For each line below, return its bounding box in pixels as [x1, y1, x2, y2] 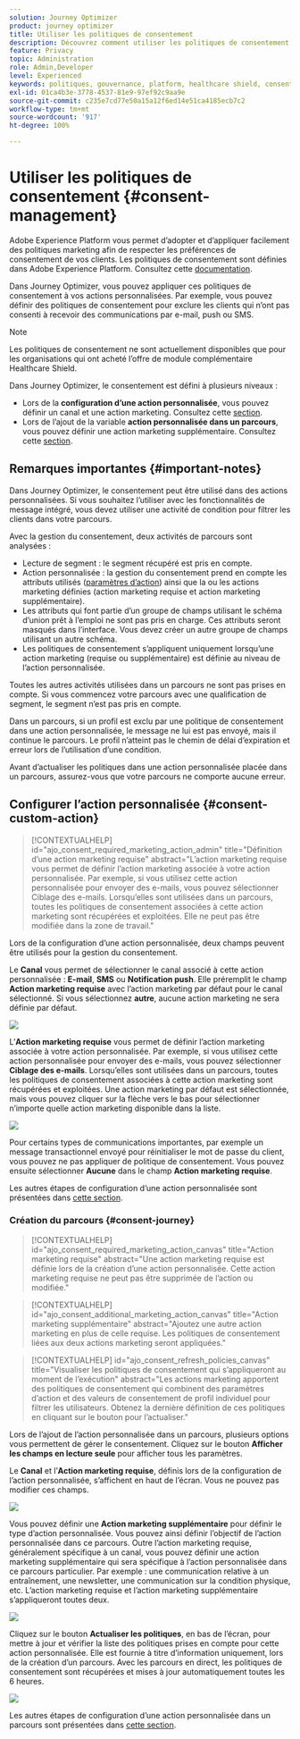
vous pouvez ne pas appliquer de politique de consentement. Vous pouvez [9, 1155, 285, 1166]
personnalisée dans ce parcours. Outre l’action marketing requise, [9, 1537, 252, 1548]
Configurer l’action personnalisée [9, 797, 201, 812]
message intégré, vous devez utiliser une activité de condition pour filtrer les [9, 504, 291, 515]
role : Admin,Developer [9, 63, 94, 72]
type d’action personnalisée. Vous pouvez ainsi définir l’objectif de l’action [9, 1527, 281, 1538]
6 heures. [9, 1676, 45, 1686]
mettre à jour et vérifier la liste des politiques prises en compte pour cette [9, 1637, 279, 1649]
